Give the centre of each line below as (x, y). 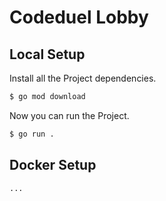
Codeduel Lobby (79, 17)
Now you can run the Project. (69, 115)
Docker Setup (53, 165)
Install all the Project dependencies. (83, 78)
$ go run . (32, 134)
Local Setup (47, 54)
